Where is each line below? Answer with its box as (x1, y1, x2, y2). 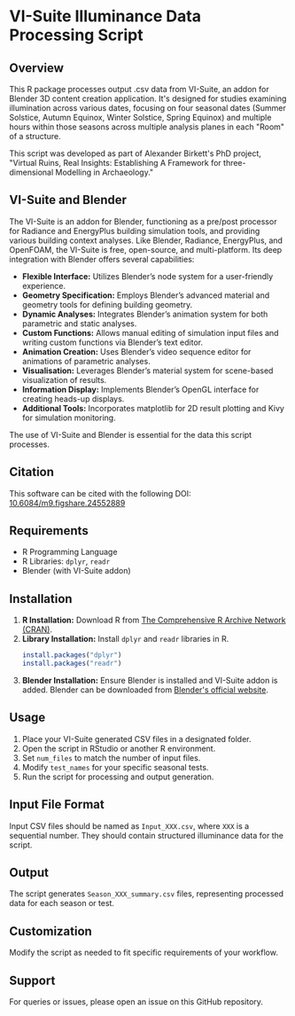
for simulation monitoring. (21, 412, 117, 423)
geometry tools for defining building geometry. (21, 299, 193, 309)
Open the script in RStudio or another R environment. (21, 743, 216, 754)
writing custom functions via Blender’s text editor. (21, 337, 204, 348)
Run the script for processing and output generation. (21, 771, 214, 782)
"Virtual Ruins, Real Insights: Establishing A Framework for (9, 158, 221, 168)
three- (222, 158, 246, 168)
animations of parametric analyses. (21, 356, 151, 366)
